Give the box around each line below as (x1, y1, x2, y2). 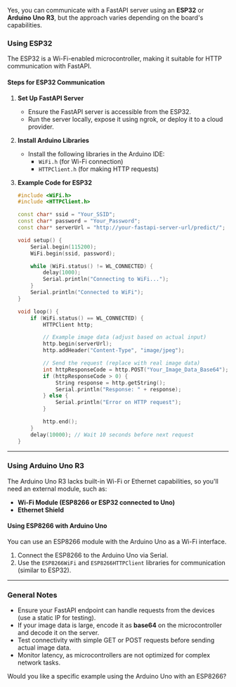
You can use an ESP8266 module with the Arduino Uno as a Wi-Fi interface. (7, 538, 227, 546)
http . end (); (43, 418, 78, 425)
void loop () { (17, 308, 59, 315)
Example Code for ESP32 (17, 178, 93, 187)
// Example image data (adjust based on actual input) (43, 334, 207, 341)
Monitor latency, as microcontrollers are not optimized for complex (17, 651, 211, 660)
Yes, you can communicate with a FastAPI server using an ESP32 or (7, 6, 204, 14)
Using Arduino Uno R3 (7, 461, 84, 471)
